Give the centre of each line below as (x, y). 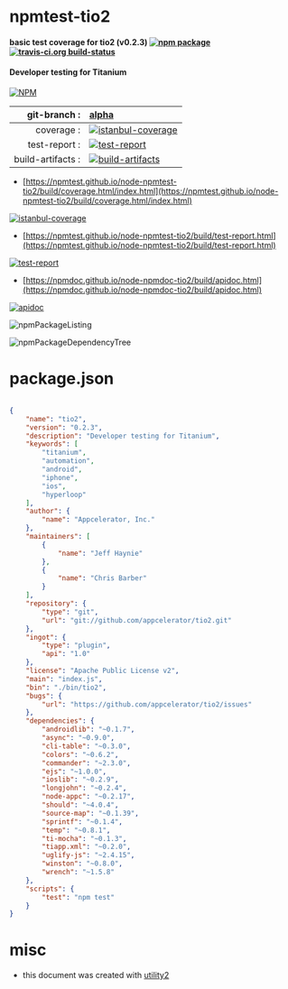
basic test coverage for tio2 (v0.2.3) (79, 42)
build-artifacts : (47, 159)
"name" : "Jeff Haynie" (100, 553)
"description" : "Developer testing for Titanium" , (123, 436)
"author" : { (48, 512)
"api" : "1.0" (66, 654)
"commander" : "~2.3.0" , (86, 763)
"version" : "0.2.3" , (64, 427)
